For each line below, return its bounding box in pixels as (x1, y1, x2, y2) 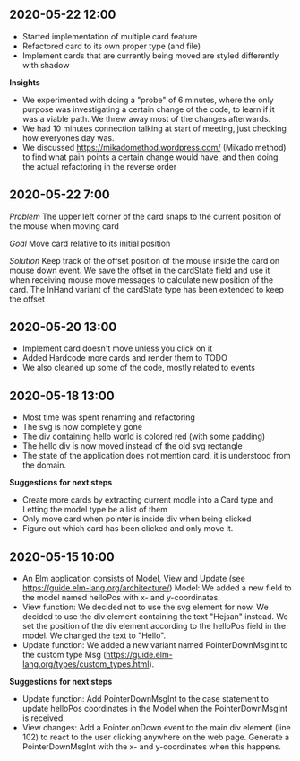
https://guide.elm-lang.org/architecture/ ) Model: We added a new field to (21, 582, 292, 593)
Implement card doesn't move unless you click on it (21, 343, 213, 354)
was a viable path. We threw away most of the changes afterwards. (21, 113, 271, 124)
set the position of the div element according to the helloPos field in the (21, 621, 287, 632)
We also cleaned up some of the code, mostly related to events (21, 363, 255, 373)
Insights (9, 76, 40, 88)
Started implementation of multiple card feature (21, 31, 198, 41)
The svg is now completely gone (21, 422, 143, 433)
